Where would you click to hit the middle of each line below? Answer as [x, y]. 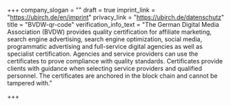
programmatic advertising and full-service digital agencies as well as [105, 46]
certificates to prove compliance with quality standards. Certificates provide [115, 61]
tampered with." [30, 83]
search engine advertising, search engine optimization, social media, [104, 39]
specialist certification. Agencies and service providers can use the [103, 54]
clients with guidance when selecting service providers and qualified [104, 68]
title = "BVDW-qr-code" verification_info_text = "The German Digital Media [113, 24]
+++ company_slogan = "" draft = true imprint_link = [81, 10]
